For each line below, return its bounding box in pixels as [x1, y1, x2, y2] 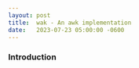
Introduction [8, 52, 57, 63]
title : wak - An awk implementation [8, 19, 132, 27]
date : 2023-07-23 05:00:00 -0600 [8, 26, 125, 34]
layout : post [8, 11, 51, 20]
